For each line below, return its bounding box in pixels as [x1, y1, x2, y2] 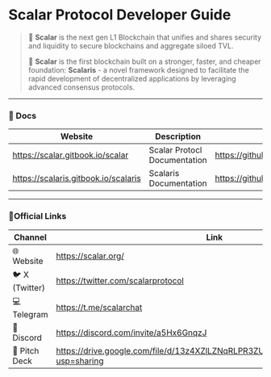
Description [154, 131, 202, 142]
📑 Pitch [12, 345, 40, 356]
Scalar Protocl [148, 145, 202, 156]
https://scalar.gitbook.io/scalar [12, 149, 129, 161]
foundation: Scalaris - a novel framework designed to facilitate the [27, 65, 250, 74]
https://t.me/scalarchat [56, 302, 143, 313]
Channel [13, 232, 47, 243]
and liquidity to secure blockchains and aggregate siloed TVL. [27, 40, 234, 50]
